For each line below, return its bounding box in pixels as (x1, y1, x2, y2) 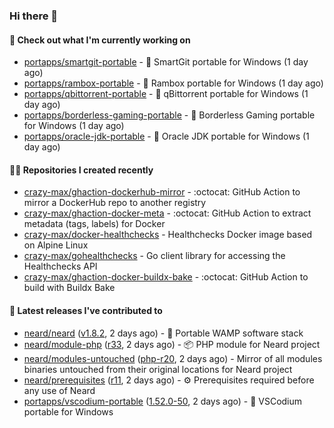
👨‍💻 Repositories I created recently (9, 164, 154, 176)
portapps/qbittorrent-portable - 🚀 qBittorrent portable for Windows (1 (23, 88, 309, 100)
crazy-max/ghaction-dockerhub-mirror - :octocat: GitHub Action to (23, 186, 301, 198)
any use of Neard (23, 384, 96, 396)
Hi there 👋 (9, 9, 59, 23)
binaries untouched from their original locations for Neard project (23, 363, 293, 375)
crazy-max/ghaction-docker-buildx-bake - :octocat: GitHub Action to (23, 271, 309, 283)
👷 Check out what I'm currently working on (9, 34, 191, 46)
